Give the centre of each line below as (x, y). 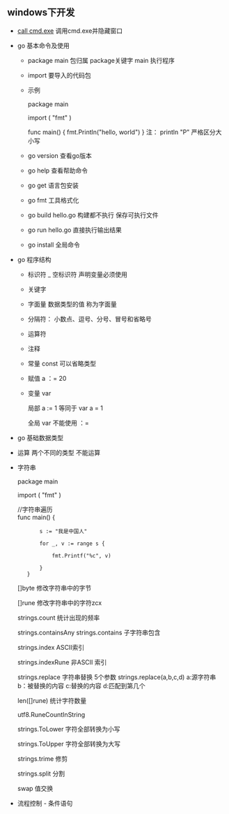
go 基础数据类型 (40, 437)
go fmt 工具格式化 (53, 200)
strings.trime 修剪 (42, 758)
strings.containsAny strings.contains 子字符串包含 (89, 632)
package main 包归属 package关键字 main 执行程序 (101, 60)
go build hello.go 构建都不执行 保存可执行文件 (93, 215)
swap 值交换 (35, 788)
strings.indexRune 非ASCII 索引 (62, 662)
